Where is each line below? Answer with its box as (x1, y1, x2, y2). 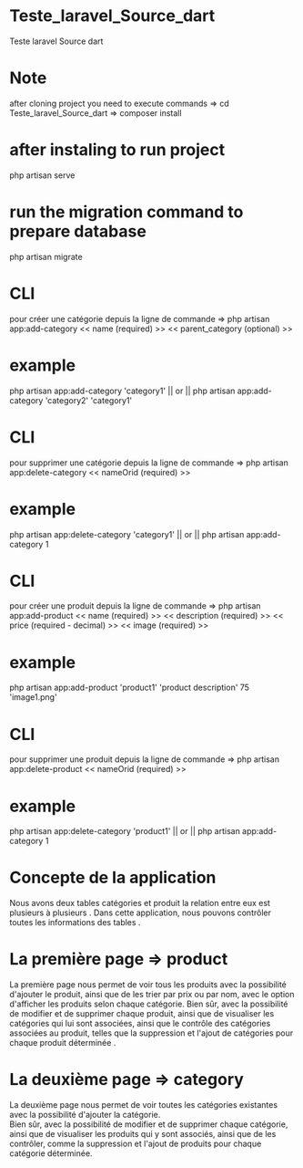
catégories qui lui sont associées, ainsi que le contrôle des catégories (9, 1018, 271, 1029)
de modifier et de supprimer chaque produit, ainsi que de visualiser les (9, 1008, 275, 1019)
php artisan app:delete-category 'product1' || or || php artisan (9, 826, 241, 837)
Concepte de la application (9, 868, 217, 888)
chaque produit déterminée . (9, 1038, 116, 1048)
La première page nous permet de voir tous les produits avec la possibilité (9, 979, 287, 990)
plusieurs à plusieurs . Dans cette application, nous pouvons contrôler (9, 907, 271, 918)
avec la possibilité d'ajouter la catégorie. (9, 1110, 161, 1121)
